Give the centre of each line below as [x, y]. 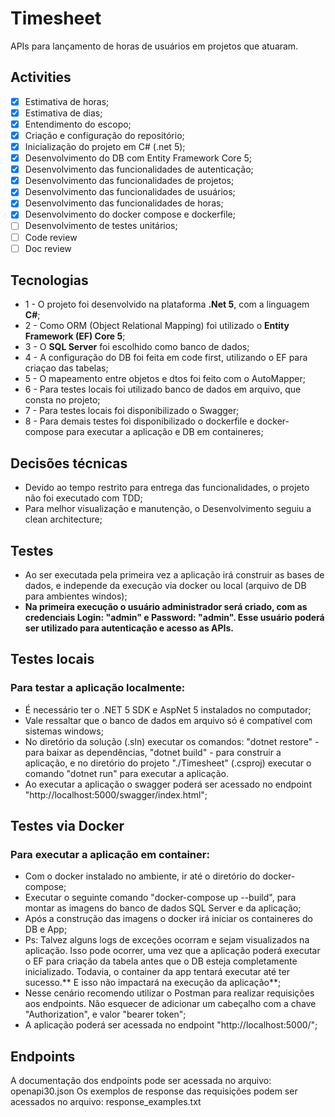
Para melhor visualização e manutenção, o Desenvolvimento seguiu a [168, 509]
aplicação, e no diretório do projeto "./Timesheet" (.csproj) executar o [168, 763]
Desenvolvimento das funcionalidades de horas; [124, 203]
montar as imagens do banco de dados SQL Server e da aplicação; [163, 908]
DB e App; [46, 929]
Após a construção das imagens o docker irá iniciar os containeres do [168, 919]
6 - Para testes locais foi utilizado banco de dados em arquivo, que [163, 389]
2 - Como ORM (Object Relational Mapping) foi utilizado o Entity [157, 326]
